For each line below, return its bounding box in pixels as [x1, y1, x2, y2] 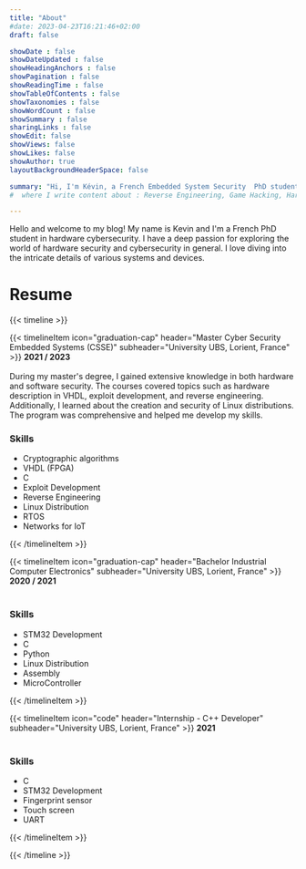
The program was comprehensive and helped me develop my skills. [9, 409, 263, 420]
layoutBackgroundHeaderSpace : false [9, 165, 148, 174]
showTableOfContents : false [9, 88, 120, 98]
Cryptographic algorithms [22, 453, 120, 464]
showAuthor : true [9, 157, 76, 166]
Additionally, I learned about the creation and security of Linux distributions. [9, 400, 294, 411]
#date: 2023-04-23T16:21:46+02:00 [9, 22, 141, 31]
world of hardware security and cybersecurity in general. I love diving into [9, 243, 287, 253]
